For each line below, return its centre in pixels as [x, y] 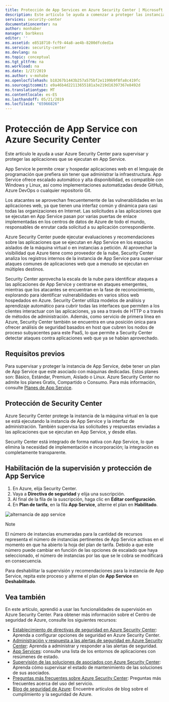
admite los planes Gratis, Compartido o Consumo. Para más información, [81, 382]
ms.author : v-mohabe [27, 76]
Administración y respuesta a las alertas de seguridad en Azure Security [87, 641]
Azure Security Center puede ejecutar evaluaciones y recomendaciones [80, 237]
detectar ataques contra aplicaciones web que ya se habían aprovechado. [82, 338]
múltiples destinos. [25, 269]
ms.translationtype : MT [30, 90]
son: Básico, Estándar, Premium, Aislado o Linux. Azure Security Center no [82, 377]
